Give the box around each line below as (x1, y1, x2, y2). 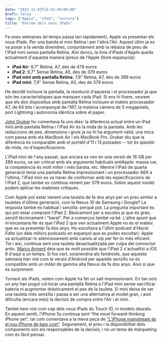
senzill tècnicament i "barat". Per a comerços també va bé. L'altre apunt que (5, 215, 157, 221)
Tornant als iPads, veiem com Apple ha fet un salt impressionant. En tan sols (5, 276, 157, 282)
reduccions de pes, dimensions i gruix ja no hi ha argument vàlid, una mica (5, 129, 154, 135)
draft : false (5, 12, 31, 16)
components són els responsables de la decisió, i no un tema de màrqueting (5, 326, 157, 332)
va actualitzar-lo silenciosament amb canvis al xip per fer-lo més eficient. (5, 236, 151, 242)
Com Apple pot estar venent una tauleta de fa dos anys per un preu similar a (5, 195, 157, 200)
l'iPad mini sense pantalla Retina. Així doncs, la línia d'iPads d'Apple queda (5, 49, 154, 55)
